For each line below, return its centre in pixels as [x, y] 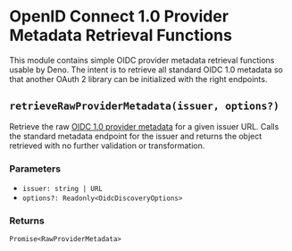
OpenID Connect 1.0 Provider [119, 17]
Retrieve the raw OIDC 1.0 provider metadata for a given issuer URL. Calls [144, 126]
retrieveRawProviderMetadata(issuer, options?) [144, 106]
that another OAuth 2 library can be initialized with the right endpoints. [138, 79]
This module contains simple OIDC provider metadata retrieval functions [142, 60]
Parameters [35, 169]
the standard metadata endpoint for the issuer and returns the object [136, 136]
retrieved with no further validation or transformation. [107, 146]
